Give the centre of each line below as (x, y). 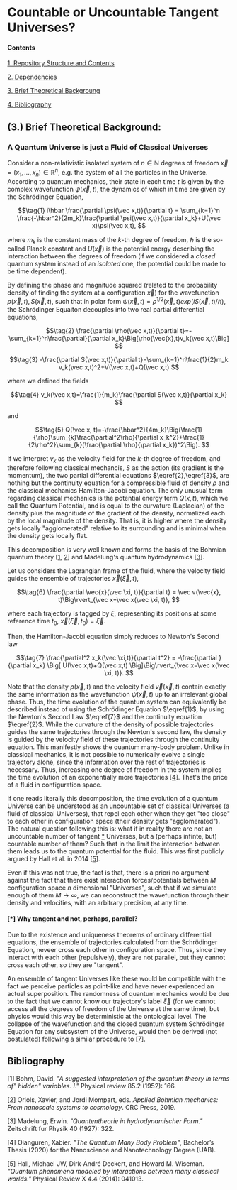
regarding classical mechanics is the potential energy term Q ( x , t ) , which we (118, 498)
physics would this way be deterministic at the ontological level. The (107, 1016)
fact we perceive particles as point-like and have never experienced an (111, 986)
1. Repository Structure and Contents (61, 63)
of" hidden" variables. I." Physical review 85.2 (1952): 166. (92, 1086)
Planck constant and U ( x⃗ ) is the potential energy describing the (121, 249)
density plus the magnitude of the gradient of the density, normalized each (116, 513)
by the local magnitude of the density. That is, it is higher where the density (117, 520)
